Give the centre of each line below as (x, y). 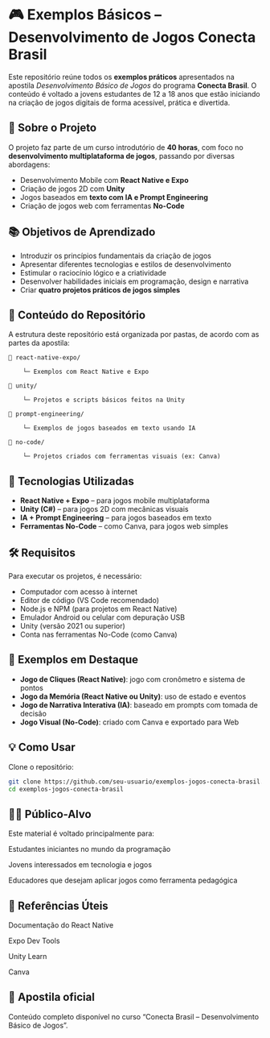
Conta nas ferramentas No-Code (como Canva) (99, 634)
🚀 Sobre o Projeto (53, 128)
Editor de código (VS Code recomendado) (89, 600)
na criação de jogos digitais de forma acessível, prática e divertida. (119, 102)
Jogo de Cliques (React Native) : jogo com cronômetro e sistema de (133, 679)
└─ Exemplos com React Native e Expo (86, 372)
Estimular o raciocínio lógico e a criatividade (93, 272)
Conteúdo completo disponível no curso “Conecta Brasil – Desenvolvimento (134, 1016)
